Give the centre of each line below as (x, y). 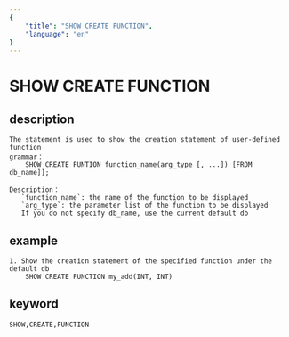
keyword (34, 304)
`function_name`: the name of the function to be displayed (135, 198)
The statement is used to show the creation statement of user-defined (144, 140)
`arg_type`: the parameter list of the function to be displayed (144, 206)
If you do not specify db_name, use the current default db (135, 214)
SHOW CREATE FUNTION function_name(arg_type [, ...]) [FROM (139, 165)
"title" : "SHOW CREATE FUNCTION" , (89, 26)
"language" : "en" (57, 34)
